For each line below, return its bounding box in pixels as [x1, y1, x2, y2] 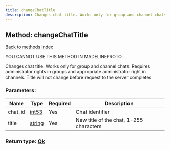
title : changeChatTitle [5, 7, 56, 13]
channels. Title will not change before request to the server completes [5, 74, 152, 81]
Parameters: [5, 87, 36, 94]
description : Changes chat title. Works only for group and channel [5, 12, 153, 17]
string [30, 119, 44, 126]
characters [75, 123, 102, 130]
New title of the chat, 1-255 [75, 116, 143, 123]
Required [49, 100, 71, 107]
